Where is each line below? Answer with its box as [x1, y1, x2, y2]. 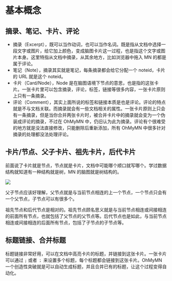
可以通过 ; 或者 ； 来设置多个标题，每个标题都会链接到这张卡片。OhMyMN [5, 257, 162, 263]
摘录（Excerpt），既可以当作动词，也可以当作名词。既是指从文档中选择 [12, 42, 162, 47]
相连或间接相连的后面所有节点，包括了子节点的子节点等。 [5, 219, 126, 226]
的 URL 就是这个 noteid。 [12, 73, 66, 80]
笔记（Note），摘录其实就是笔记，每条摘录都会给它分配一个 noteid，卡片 [12, 67, 165, 73]
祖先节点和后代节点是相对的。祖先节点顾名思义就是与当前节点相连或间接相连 [5, 207, 167, 213]
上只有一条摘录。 [12, 93, 49, 99]
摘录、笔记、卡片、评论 [5, 27, 79, 35]
